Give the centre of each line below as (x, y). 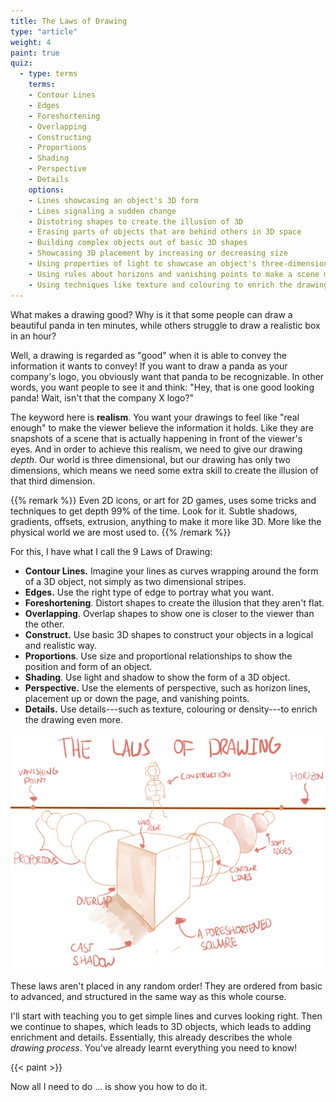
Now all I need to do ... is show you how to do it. (109, 1086)
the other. (44, 624)
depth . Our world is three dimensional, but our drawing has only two (150, 459)
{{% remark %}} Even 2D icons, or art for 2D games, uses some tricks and (163, 500)
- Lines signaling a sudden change (102, 211)
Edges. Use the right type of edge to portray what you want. (149, 592)
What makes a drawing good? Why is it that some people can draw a (151, 314)
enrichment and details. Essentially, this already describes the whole (151, 1037)
